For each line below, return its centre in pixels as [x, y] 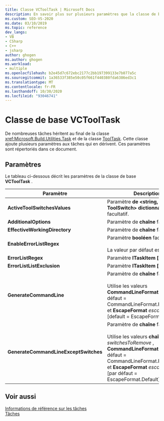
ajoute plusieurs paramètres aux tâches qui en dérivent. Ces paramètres [78, 144]
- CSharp [14, 42]
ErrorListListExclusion [34, 266]
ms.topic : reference [26, 28]
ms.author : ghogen [24, 60]
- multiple [16, 69]
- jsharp [14, 50]
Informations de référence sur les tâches [46, 408]
